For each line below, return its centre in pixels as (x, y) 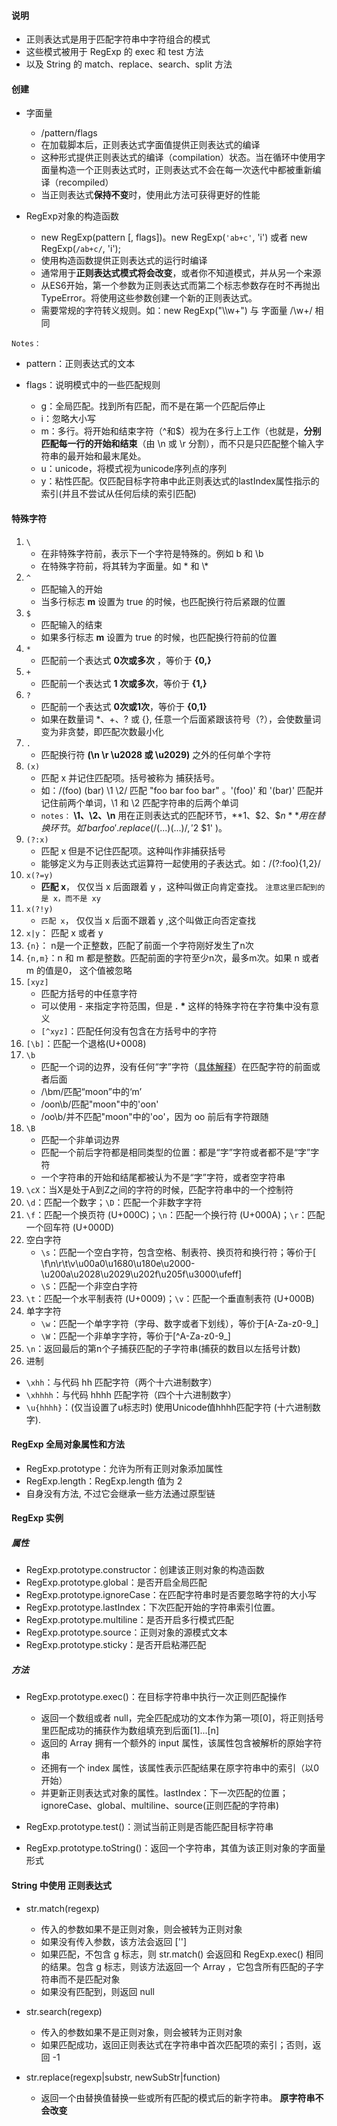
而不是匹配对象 (89, 1979)
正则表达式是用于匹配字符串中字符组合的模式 (118, 39)
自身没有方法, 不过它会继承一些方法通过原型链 (120, 1493)
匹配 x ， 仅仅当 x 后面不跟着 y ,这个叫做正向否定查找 (148, 920)
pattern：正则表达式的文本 (80, 364)
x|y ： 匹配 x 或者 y (64, 932)
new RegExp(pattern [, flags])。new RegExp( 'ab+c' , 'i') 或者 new (174, 237)
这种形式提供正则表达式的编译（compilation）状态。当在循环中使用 (179, 157)
